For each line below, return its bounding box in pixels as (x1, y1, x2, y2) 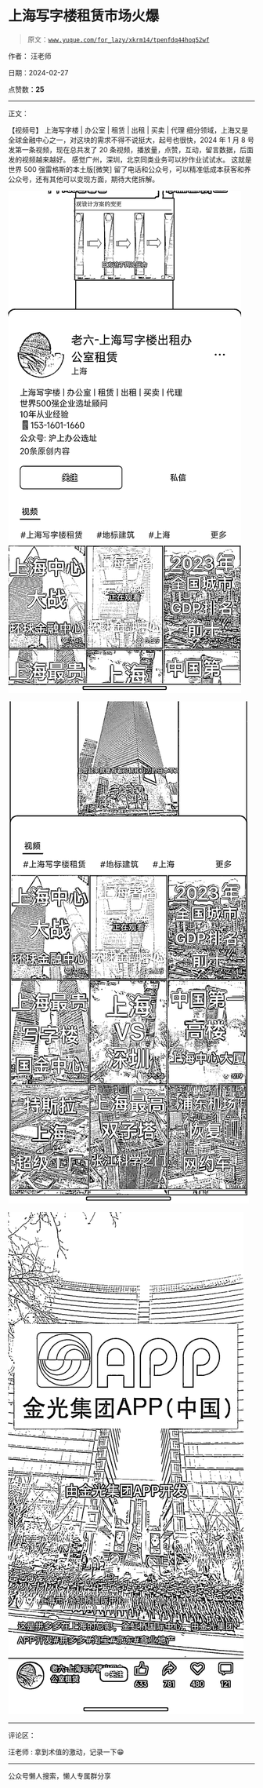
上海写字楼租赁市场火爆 (8, 7, 160, 25)
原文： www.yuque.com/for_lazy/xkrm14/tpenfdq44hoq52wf (27, 35, 210, 44)
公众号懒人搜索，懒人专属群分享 (8, 1771, 111, 1780)
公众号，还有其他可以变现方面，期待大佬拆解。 (8, 174, 159, 184)
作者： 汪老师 (8, 51, 52, 60)
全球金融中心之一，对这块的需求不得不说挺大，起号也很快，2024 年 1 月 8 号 (8, 135, 254, 144)
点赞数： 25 (8, 84, 45, 94)
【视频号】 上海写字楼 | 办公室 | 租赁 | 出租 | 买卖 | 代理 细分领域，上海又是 (8, 125, 249, 134)
